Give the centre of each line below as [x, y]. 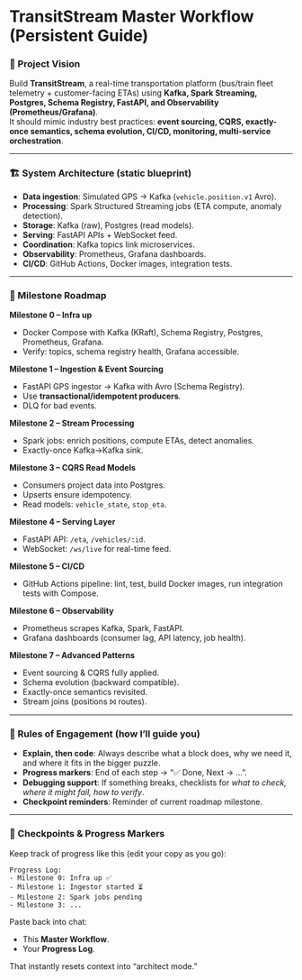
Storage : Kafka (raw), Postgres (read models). [108, 225]
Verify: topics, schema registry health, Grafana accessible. [131, 352]
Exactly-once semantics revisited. [85, 692]
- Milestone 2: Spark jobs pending [76, 897]
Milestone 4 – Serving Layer [62, 522]
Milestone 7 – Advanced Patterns [72, 655]
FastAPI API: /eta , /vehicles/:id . [84, 539]
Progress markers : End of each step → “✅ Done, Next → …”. [134, 773]
